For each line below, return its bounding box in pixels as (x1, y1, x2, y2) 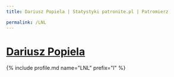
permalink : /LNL (6, 19, 46, 25)
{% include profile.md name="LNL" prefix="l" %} (6, 65, 126, 72)
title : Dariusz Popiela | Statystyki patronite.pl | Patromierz (6, 8, 169, 15)
